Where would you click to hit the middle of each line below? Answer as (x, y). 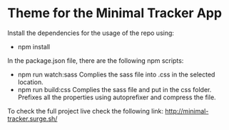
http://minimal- (187, 111)
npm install (34, 46)
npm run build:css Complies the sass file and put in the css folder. (114, 89)
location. (31, 82)
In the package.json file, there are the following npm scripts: (96, 60)
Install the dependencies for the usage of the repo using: (91, 33)
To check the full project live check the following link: (86, 111)
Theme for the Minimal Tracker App (115, 13)
